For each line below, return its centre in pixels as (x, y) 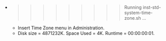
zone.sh (133, 18)
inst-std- (152, 7)
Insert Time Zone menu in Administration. (61, 28)
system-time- (138, 13)
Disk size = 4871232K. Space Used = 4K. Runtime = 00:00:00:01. (86, 33)
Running (133, 7)
